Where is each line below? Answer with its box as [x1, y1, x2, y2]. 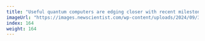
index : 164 [6, 20, 34, 26]
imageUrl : [6, 14, 32, 20]
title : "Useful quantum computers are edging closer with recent [6, 8, 176, 15]
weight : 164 [6, 25, 37, 32]
